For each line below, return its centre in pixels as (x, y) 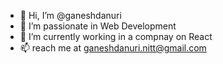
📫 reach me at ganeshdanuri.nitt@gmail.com (113, 48)
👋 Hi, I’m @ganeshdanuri (70, 15)
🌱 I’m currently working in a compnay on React (116, 36)
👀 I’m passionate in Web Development (98, 26)
